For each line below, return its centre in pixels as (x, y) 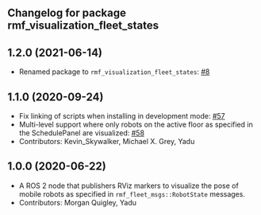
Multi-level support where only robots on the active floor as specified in (136, 125)
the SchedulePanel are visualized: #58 (81, 133)
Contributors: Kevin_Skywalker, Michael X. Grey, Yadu (107, 142)
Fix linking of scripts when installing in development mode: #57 (122, 116)
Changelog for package (67, 13)
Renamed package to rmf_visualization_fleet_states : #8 (114, 72)
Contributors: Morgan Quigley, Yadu (77, 202)
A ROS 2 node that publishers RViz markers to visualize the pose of (129, 186)
